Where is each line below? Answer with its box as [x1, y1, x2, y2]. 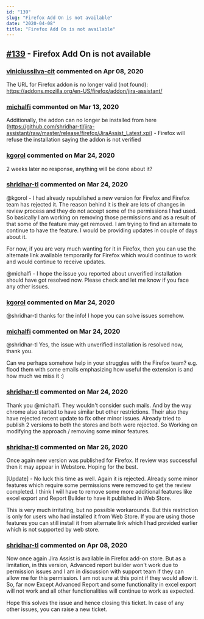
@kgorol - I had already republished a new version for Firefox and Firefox [6, 194, 190, 202]
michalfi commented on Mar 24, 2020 [6, 328, 121, 336]
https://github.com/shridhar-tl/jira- [8, 123, 95, 130]
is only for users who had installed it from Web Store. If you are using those [6, 513, 195, 520]
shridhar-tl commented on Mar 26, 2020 [6, 442, 128, 451]
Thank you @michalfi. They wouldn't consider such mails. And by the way [6, 401, 192, 409]
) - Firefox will [150, 130, 185, 137]
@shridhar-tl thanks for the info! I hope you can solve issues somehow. [6, 312, 185, 320]
